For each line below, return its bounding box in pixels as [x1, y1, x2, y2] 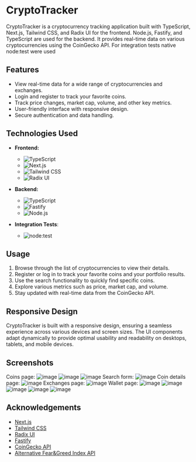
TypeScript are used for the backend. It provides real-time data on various [6, 35, 185, 42]
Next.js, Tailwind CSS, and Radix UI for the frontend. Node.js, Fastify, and [6, 29, 183, 36]
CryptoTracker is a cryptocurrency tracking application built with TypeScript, [6, 23, 191, 30]
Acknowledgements [6, 403, 81, 413]
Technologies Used [6, 128, 78, 138]
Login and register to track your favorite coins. [14, 93, 127, 100]
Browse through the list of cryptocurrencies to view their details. [14, 264, 170, 271]
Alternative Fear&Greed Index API [14, 449, 95, 456]
